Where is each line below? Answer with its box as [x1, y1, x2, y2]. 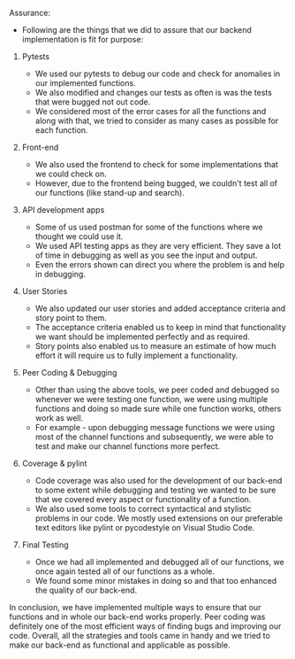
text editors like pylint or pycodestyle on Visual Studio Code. [34, 523, 255, 532]
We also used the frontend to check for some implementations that [34, 159, 278, 169]
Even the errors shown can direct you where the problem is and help [34, 260, 285, 269]
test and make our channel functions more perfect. [34, 441, 221, 451]
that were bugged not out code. [34, 97, 151, 107]
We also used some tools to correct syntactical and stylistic [34, 504, 252, 514]
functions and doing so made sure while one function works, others [34, 403, 282, 414]
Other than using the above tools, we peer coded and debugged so [34, 384, 280, 395]
